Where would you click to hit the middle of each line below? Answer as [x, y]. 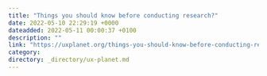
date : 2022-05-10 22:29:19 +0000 [64, 23]
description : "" [35, 38]
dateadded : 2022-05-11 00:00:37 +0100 [72, 30]
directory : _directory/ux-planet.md [69, 60]
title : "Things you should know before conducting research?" [113, 15]
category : [25, 52]
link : [17, 45]
